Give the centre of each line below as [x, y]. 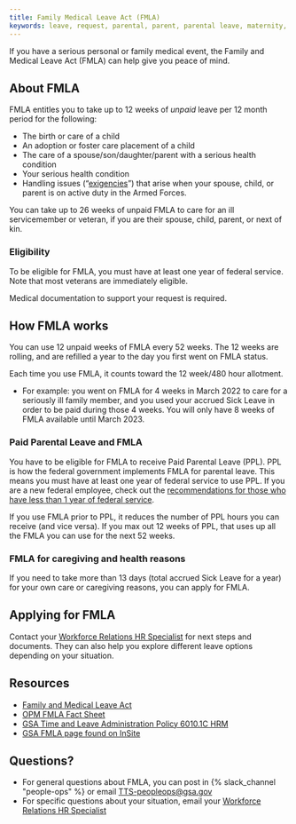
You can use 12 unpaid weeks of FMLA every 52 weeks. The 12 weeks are [144, 347]
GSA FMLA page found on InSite [81, 733]
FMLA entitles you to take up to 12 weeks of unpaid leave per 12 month [138, 110]
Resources [39, 683]
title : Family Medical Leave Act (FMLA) [85, 17]
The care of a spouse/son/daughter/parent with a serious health [139, 155]
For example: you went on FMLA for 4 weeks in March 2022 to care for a [155, 391]
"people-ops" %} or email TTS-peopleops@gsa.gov [117, 792]
